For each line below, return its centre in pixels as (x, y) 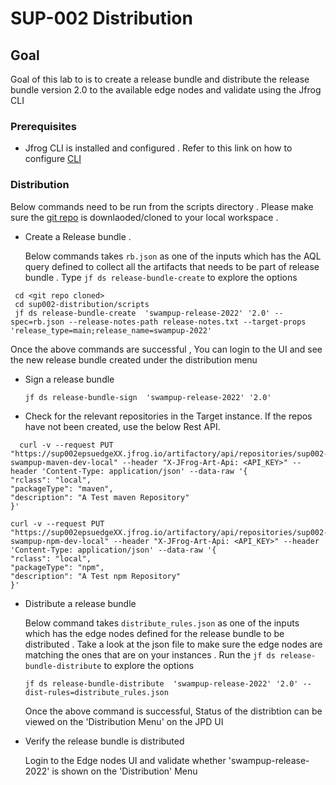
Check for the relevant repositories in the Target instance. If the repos (168, 416)
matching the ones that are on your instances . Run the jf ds (150, 654)
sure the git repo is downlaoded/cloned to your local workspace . (144, 217)
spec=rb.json (37, 322)
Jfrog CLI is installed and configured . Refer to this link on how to (158, 148)
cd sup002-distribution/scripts (82, 304)
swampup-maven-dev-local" (64, 462)
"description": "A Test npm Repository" (96, 576)
